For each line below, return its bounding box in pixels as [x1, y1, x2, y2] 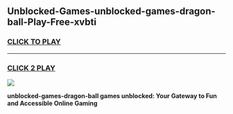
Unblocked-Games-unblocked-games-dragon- [7, 6, 216, 17]
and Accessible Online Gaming [7, 99, 98, 107]
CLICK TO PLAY [7, 37, 61, 47]
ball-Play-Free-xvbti [7, 17, 97, 28]
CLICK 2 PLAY [7, 63, 55, 73]
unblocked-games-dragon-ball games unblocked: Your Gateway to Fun [7, 91, 217, 99]
